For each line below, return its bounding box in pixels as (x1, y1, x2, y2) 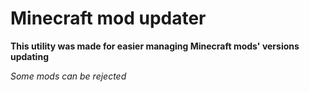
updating (10, 50, 49, 62)
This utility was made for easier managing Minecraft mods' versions (10, 40, 300, 52)
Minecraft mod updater (10, 7, 207, 30)
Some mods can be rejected (10, 70, 127, 82)
